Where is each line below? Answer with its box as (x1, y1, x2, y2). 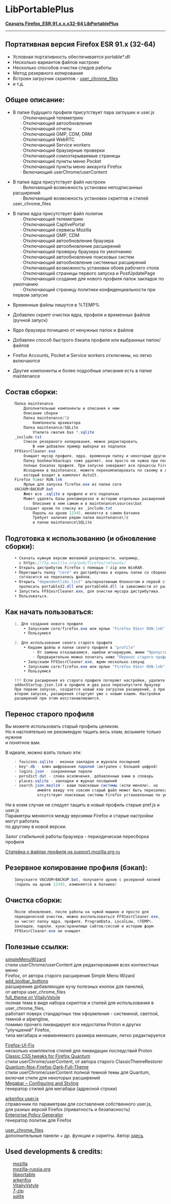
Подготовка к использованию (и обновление (5, 534, 156, 542)
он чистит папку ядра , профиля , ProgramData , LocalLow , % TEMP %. (14, 919, 154, 924)
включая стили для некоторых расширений (5, 1074, 100, 1081)
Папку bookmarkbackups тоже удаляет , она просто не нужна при (23, 458, 158, 463)
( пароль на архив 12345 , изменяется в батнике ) (14, 882, 117, 887)
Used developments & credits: (5, 1147, 103, 1156)
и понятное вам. (5, 740, 41, 746)
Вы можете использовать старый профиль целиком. (5, 723, 120, 729)
